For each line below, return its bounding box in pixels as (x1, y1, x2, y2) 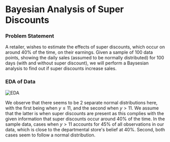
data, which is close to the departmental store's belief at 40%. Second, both (5, 126, 165, 132)
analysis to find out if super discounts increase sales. (5, 65, 117, 72)
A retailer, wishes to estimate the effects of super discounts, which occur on (5, 44, 165, 50)
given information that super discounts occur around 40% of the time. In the (5, 116, 165, 122)
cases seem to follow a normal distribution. (5, 132, 96, 138)
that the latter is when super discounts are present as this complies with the (5, 110, 164, 116)
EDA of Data (5, 78, 36, 85)
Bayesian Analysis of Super (5, 4, 124, 15)
